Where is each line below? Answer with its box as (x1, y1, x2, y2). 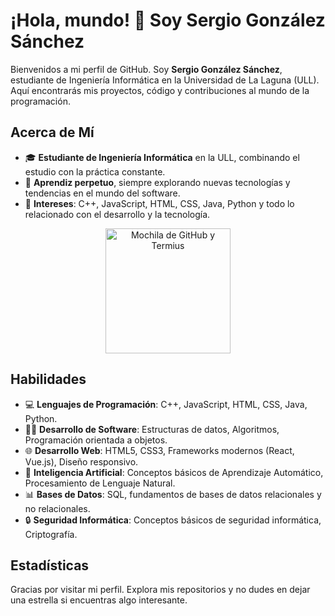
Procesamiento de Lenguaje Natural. (24, 477, 176, 489)
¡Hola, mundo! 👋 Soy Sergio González (10, 9, 326, 32)
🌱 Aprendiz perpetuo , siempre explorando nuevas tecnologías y (24, 176, 291, 188)
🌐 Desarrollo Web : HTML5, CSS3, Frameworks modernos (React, (24, 444, 295, 456)
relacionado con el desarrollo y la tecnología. (24, 208, 211, 220)
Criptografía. (24, 528, 78, 540)
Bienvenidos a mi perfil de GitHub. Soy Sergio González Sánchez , (10, 63, 283, 75)
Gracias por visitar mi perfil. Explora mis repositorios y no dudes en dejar (10, 584, 311, 596)
